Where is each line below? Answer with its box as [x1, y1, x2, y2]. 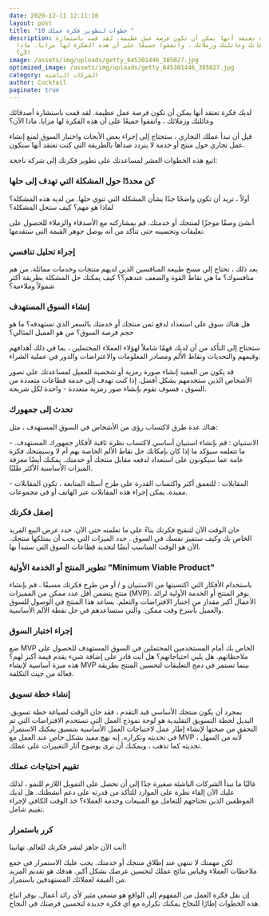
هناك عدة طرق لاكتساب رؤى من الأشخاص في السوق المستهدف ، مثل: [9, 422, 219, 432]
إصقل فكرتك [9, 507, 53, 518]
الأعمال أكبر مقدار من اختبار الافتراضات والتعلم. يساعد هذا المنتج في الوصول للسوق [9, 597, 256, 606]
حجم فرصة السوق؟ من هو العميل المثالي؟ [9, 328, 134, 338]
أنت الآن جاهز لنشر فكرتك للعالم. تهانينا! [9, 843, 127, 852]
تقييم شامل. [9, 804, 45, 814]
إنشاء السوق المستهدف [9, 301, 90, 312]
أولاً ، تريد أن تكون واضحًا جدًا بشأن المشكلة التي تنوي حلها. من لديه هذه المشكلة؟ [9, 193, 250, 203]
